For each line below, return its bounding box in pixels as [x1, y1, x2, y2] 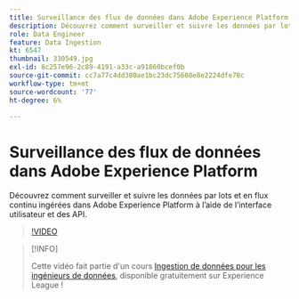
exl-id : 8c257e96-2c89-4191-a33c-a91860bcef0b [9, 63, 185, 72]
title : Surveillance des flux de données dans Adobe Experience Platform [9, 12, 289, 22]
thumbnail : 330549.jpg [9, 54, 93, 63]
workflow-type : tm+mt [9, 79, 90, 88]
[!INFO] [30, 244, 59, 255]
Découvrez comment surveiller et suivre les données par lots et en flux [9, 190, 269, 201]
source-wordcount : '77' [9, 87, 98, 96]
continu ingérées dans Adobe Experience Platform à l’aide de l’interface [9, 199, 272, 210]
